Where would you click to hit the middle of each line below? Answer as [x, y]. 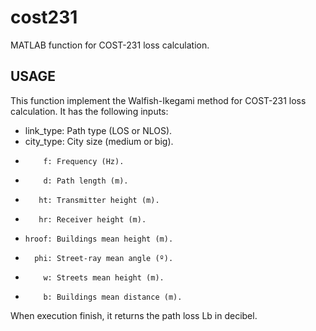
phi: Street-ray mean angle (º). [104, 258]
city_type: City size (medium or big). [99, 141]
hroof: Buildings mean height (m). [99, 239]
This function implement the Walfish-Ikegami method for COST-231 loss [158, 100]
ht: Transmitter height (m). [99, 200]
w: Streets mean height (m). [104, 277]
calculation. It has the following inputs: [89, 111]
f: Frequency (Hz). [84, 161]
